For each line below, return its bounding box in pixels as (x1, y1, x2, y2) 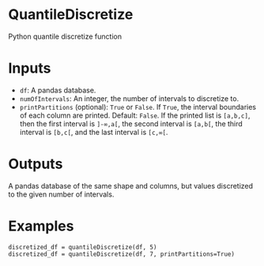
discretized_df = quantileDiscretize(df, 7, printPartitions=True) (8, 250, 236, 258)
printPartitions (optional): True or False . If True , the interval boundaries (19, 102, 257, 111)
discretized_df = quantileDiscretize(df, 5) (8, 243, 157, 251)
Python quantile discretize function (8, 32, 123, 41)
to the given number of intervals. (8, 189, 115, 199)
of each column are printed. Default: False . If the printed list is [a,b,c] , (19, 111, 251, 120)
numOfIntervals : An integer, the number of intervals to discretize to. (19, 93, 239, 103)
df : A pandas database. (19, 85, 96, 95)
